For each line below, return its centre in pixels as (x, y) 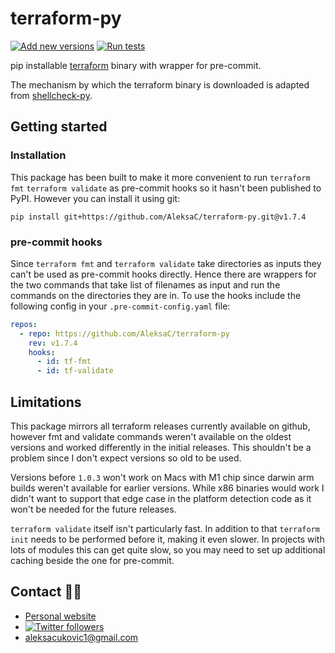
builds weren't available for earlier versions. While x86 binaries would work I (167, 488)
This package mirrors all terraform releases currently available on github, (160, 426)
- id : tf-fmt (64, 362)
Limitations (46, 402)
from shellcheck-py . (51, 95)
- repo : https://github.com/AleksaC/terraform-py (124, 333)
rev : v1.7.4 (53, 343)
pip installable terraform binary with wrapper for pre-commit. (136, 65)
